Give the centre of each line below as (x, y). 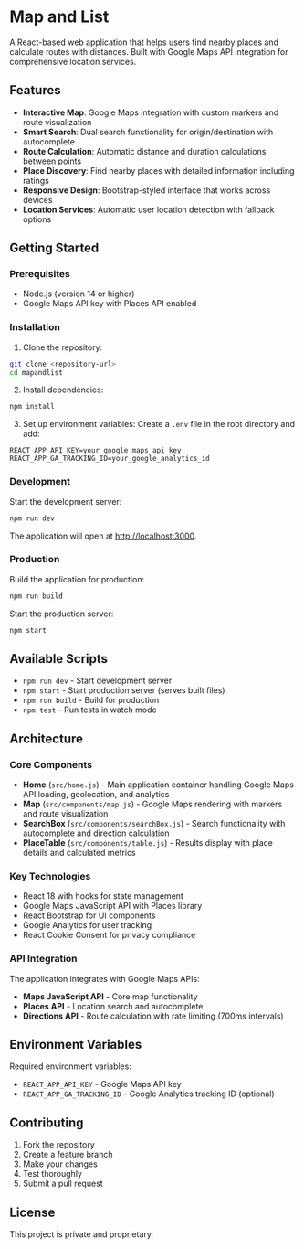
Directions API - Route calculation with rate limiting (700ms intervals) (153, 1016)
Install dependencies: (63, 390)
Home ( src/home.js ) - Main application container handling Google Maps (158, 785)
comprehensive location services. (73, 61)
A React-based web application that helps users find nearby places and (144, 42)
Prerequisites (40, 274)
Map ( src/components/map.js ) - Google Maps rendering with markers (152, 804)
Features (35, 90)
